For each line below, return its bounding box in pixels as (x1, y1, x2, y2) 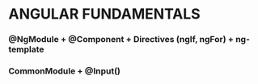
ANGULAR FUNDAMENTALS (8, 5, 201, 23)
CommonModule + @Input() (8, 65, 121, 77)
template (8, 44, 44, 55)
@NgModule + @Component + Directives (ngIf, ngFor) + (8, 34, 235, 45)
